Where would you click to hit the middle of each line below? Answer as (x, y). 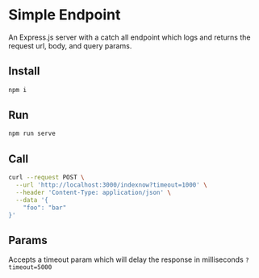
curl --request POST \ (46, 178)
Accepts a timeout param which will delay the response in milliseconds (126, 259)
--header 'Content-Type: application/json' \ (94, 192)
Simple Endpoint (65, 15)
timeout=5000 (30, 267)
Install (24, 72)
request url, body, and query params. (70, 45)
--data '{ (32, 200)
